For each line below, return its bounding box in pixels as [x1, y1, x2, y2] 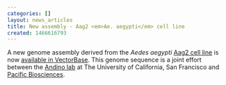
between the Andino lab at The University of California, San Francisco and [7, 63, 220, 71]
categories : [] [7, 10, 51, 17]
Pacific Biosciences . [7, 70, 65, 79]
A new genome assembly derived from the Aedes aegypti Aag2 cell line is [7, 48, 219, 57]
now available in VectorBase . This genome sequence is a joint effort [7, 56, 202, 64]
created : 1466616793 [7, 29, 67, 37]
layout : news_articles [7, 17, 73, 23]
